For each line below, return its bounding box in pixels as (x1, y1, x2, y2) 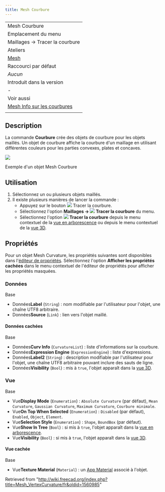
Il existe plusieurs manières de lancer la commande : (12, 197, 119, 203)
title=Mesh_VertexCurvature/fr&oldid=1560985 (5, 482, 100, 488)
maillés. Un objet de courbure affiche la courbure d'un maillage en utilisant (5, 140, 157, 146)
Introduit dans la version (7, 79, 64, 86)
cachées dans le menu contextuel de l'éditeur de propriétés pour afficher (5, 263, 154, 269)
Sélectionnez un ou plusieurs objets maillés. (12, 192, 102, 197)
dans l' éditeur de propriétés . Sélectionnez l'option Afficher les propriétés (5, 258, 155, 264)
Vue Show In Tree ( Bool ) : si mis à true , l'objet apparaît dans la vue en (12, 424, 154, 430)
